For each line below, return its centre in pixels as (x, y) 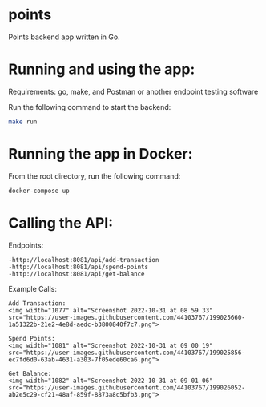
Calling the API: (61, 223)
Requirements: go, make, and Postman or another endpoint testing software (133, 91)
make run (23, 122)
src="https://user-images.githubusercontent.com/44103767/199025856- (127, 353)
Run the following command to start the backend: (90, 107)
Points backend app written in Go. (64, 37)
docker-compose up (39, 191)
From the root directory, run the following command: (95, 176)
